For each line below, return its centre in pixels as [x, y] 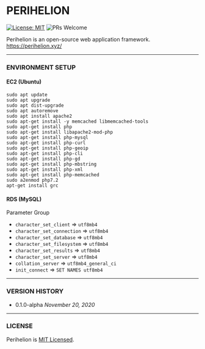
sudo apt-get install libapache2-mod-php [60, 132]
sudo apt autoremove [33, 111]
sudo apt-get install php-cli [45, 154]
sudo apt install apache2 [39, 117]
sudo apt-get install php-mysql [47, 138]
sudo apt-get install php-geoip [47, 148]
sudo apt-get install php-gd [43, 159]
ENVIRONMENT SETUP [41, 67]
